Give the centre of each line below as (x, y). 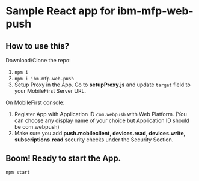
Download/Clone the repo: (38, 60)
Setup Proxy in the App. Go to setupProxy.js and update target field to (102, 85)
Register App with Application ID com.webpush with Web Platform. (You (100, 114)
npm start (18, 172)
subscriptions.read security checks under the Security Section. (94, 140)
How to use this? (38, 46)
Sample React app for (60, 11)
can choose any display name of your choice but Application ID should (102, 120)
